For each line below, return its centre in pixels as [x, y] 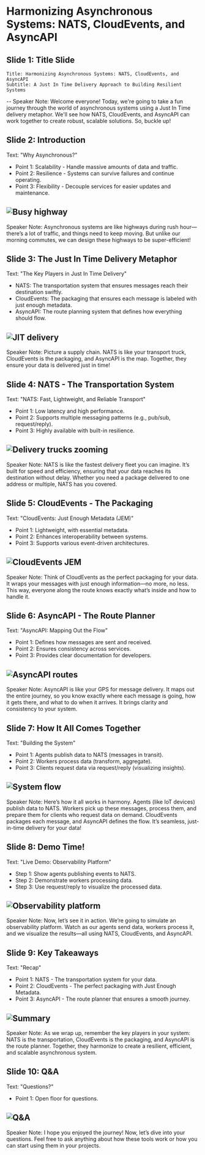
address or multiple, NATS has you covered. [62, 484]
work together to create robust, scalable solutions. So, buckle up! [89, 121]
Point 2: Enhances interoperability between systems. [81, 536]
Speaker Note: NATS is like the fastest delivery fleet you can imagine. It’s [98, 464]
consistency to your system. [42, 709]
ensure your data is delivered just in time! [58, 365]
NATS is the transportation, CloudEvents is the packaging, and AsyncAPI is [100, 1040]
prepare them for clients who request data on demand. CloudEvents [92, 815]
